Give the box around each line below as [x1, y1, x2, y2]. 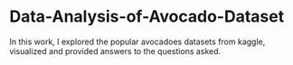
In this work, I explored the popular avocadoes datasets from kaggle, [9, 36, 266, 47]
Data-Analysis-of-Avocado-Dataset [9, 6, 285, 27]
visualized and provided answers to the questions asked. [9, 45, 222, 56]
